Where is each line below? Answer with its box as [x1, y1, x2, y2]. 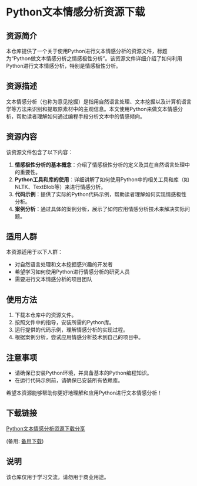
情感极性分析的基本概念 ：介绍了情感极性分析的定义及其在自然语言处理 [14, 161, 185, 168]
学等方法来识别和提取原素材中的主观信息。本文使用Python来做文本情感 [6, 105, 178, 112]
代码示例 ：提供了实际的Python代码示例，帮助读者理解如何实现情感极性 [14, 190, 187, 198]
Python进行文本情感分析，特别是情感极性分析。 [6, 63, 122, 69]
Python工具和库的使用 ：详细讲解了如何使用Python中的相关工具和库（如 [14, 175, 189, 183]
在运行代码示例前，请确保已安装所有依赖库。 [14, 377, 123, 384]
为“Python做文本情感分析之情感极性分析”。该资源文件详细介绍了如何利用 [6, 55, 182, 62]
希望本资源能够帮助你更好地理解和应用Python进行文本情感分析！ [6, 389, 163, 396]
